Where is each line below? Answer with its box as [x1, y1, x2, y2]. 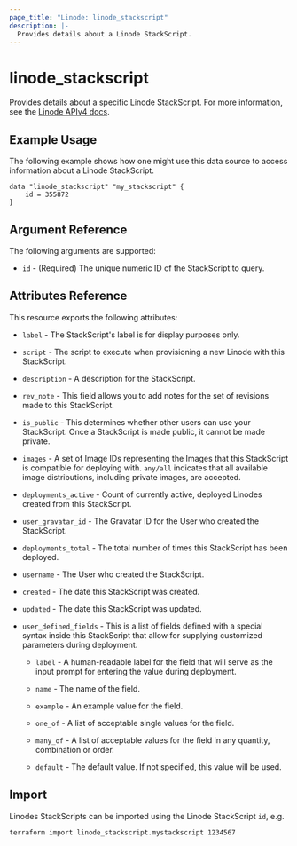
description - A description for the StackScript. [21, 373, 196, 383]
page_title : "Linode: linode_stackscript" [9, 12, 168, 22]
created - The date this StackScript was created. [21, 586, 200, 597]
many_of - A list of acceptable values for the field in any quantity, [35, 734, 270, 746]
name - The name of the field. [35, 683, 140, 693]
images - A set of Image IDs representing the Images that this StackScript [21, 453, 289, 463]
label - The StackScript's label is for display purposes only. [21, 329, 240, 340]
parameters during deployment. [21, 639, 138, 650]
